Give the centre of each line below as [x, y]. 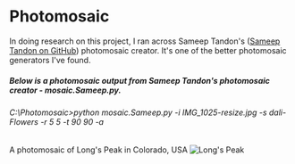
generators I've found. [50, 60]
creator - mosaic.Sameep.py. [65, 90]
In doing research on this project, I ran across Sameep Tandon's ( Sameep [145, 41]
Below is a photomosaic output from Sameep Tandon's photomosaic [140, 80]
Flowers [24, 121]
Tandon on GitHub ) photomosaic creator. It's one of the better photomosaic [148, 50]
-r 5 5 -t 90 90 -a [72, 121]
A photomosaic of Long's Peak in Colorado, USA [98, 150]
